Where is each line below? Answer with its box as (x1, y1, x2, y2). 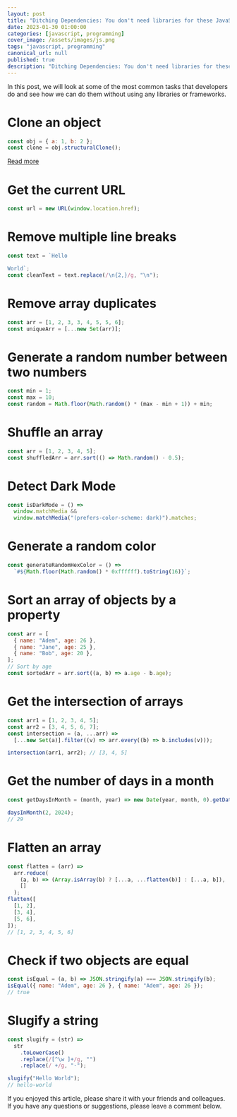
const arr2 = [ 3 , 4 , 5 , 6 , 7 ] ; (7, 723, 99, 731)
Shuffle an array (7, 424, 104, 441)
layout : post (7, 10, 46, 18)
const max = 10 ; (7, 394, 55, 401)
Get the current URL (7, 181, 126, 198)
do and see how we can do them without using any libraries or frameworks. (7, 90, 227, 98)
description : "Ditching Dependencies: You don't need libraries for (7, 63, 213, 70)
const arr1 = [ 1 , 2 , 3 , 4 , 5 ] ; (7, 717, 99, 724)
